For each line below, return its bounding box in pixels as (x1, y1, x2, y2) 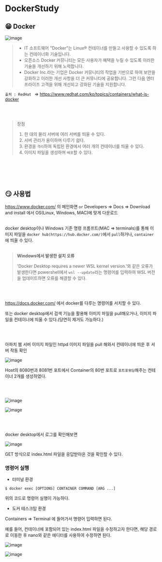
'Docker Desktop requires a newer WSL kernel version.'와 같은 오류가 (16, 263, 153, 269)
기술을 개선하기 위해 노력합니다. (24, 64, 84, 69)
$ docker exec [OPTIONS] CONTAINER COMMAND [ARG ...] (5, 486, 116, 491)
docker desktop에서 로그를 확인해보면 (5, 431, 78, 437)
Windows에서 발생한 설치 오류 (16, 253, 75, 259)
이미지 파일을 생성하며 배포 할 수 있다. (24, 149, 93, 155)
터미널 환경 (12, 477, 33, 482)
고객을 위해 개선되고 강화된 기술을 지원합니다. (41, 82, 127, 87)
